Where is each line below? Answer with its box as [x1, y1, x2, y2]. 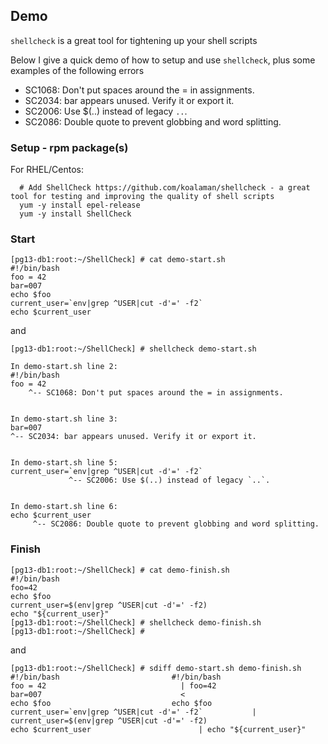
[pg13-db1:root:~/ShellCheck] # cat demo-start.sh [10, 255, 226, 265]
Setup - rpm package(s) [10, 140, 129, 154]
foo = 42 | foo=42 [10, 680, 217, 691]
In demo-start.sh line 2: [10, 362, 118, 372]
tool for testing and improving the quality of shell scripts [10, 192, 275, 202]
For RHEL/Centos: [10, 164, 85, 176]
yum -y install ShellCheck [19, 209, 132, 219]
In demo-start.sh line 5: [10, 458, 118, 468]
